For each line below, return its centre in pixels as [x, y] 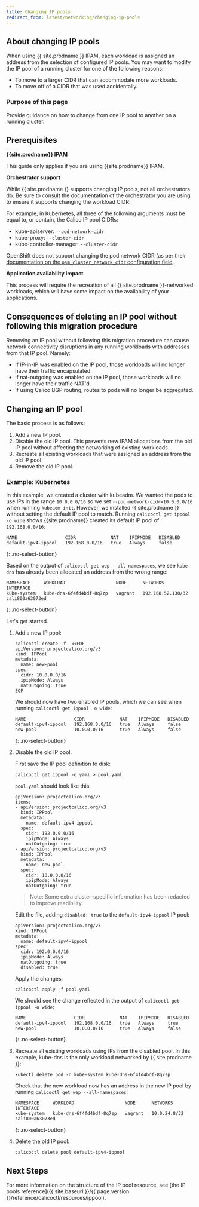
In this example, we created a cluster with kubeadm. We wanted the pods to [99, 495]
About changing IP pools [53, 42]
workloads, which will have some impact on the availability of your [88, 292]
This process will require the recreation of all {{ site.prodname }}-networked [100, 285]
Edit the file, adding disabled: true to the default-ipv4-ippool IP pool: [102, 915]
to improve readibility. [56, 903]
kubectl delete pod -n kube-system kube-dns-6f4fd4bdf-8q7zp [93, 1075]
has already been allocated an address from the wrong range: [92, 572]
